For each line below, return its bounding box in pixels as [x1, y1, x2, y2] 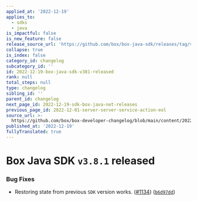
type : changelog [6, 85, 46, 91]
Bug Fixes [6, 175, 35, 183]
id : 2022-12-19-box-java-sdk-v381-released [6, 69, 114, 75]
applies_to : [6, 14, 35, 20]
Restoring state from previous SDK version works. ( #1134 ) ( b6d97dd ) [14, 189, 176, 196]
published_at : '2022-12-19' [6, 123, 75, 129]
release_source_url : [6, 42, 57, 48]
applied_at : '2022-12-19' [6, 8, 69, 15]
